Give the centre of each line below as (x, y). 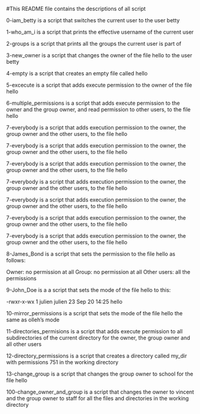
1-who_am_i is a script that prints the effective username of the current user (100, 32)
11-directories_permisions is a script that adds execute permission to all (95, 331)
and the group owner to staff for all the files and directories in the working (98, 398)
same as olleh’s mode (33, 320)
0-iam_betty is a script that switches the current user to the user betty (93, 20)
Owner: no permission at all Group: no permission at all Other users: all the (98, 272)
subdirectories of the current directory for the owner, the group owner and (98, 338)
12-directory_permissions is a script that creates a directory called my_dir (97, 356)
